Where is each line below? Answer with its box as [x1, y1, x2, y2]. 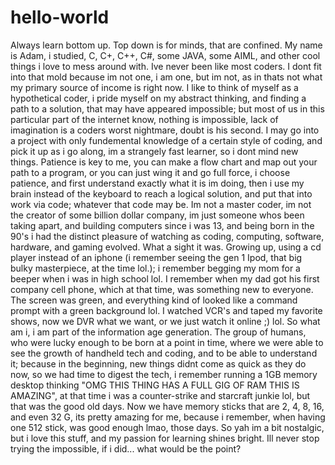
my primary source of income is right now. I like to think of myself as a [10, 81, 299, 93]
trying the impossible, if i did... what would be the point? [10, 442, 242, 455]
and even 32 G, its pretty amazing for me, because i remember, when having [10, 411, 326, 423]
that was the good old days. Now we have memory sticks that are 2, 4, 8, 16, [10, 400, 325, 412]
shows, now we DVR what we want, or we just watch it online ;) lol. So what [10, 315, 321, 327]
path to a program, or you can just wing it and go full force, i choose [10, 166, 291, 178]
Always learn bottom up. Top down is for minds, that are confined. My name [10, 39, 323, 51]
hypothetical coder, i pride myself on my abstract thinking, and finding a [10, 92, 307, 104]
